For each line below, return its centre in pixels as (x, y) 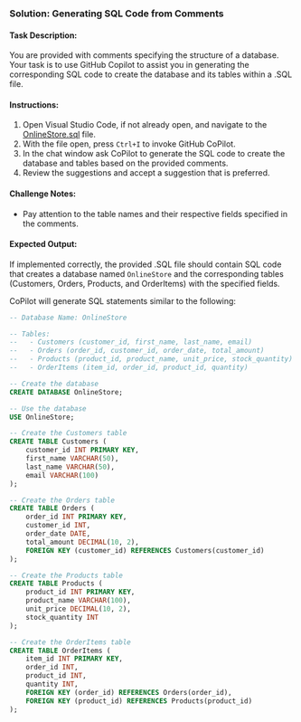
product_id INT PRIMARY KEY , (80, 592)
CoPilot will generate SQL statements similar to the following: (123, 300)
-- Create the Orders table (62, 500)
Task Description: (43, 35)
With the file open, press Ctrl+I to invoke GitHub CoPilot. (129, 144)
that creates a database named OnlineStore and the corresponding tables (147, 273)
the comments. (50, 223)
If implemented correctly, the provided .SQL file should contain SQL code (146, 264)
